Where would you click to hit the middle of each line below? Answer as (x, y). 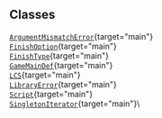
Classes (32, 15)
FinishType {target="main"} (59, 55)
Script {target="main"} (51, 94)
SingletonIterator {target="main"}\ (75, 104)
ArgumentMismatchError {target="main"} (81, 36)
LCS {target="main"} (45, 75)
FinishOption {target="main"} (63, 46)
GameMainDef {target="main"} (61, 65)
